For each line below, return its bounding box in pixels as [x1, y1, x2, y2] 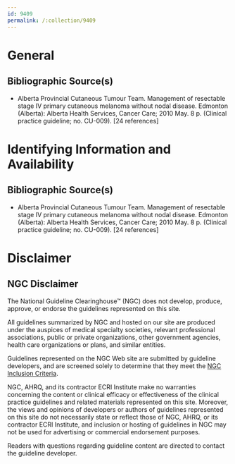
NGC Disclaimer [7, 278, 79, 290]
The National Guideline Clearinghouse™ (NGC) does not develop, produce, [7, 297, 223, 305]
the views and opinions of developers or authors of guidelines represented [7, 405, 224, 413]
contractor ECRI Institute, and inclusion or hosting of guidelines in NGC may [7, 420, 227, 429]
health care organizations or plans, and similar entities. [7, 340, 166, 349]
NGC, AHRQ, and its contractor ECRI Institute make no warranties [7, 382, 196, 391]
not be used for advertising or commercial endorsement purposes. [7, 427, 201, 436]
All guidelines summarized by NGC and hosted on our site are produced [7, 318, 216, 326]
